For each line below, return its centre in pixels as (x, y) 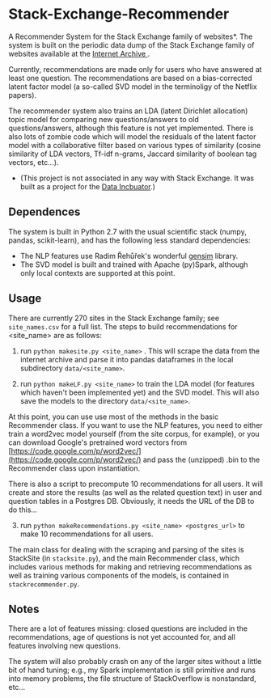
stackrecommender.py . (44, 584)
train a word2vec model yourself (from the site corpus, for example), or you (134, 434)
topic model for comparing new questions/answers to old (104, 119)
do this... (23, 510)
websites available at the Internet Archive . (79, 53)
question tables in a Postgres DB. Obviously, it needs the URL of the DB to (131, 501)
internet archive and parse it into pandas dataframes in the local (127, 359)
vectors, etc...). (34, 162)
